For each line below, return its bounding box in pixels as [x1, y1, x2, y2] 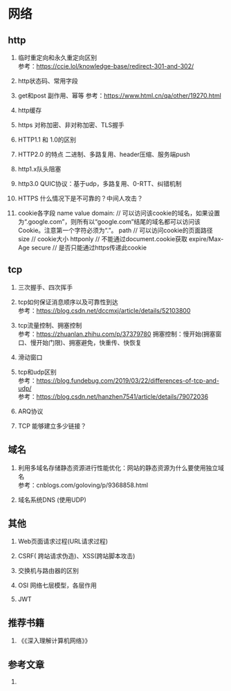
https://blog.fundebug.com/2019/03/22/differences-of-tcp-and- [36, 376, 220, 384]
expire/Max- [188, 235, 224, 243]
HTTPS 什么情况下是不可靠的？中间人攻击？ [17, 194, 144, 202]
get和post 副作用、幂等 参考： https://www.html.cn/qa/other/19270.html [17, 91, 222, 100]
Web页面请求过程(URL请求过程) [17, 537, 109, 546]
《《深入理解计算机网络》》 [17, 636, 91, 645]
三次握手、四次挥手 [17, 283, 73, 291]
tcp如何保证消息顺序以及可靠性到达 [17, 298, 118, 306]
